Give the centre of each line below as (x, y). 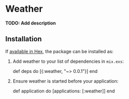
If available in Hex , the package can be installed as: (59, 51)
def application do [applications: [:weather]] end (64, 91)
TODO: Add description (31, 23)
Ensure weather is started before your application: (66, 81)
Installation (24, 39)
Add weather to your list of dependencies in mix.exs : (68, 61)
